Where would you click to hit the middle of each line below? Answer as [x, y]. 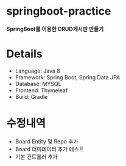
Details [24, 54]
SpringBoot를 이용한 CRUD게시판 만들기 [55, 29]
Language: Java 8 [38, 71]
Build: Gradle [31, 96]
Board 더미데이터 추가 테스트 [49, 149]
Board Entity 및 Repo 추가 [47, 141]
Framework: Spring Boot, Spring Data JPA [68, 77]
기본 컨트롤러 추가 [36, 156]
